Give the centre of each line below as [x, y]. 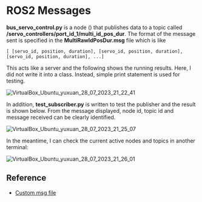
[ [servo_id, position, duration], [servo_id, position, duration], [95, 51]
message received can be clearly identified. [61, 117]
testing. [16, 81]
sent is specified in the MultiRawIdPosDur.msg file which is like [86, 40]
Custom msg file [35, 192]
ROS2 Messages [49, 11]
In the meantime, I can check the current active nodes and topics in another [101, 141]
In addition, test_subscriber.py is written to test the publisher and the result [101, 104]
